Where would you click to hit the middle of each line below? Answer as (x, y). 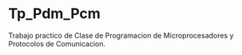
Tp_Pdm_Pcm (55, 14)
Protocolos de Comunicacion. (57, 43)
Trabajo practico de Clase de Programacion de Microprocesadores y (121, 35)
